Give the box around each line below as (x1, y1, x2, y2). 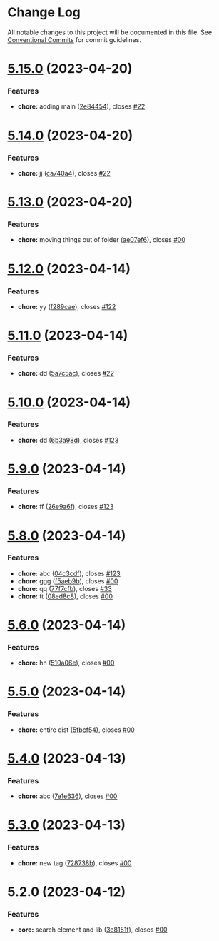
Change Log (7, 4, 81, 21)
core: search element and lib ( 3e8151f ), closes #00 (17, 925, 168, 934)
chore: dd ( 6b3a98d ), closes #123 (17, 436, 119, 444)
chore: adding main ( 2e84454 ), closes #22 (17, 102, 146, 111)
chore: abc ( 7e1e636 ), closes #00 (17, 792, 118, 800)
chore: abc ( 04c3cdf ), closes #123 (17, 569, 121, 578)
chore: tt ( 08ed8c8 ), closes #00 (17, 592, 113, 600)
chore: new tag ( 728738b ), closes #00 (17, 858, 132, 867)
